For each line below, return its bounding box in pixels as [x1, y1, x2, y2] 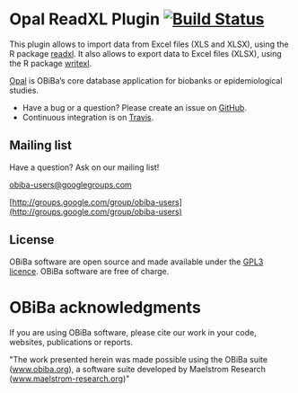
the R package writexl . [9, 58, 92, 68]
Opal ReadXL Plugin [9, 9, 160, 30]
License [9, 232, 55, 247]
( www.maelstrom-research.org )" [9, 373, 130, 384]
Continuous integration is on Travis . [22, 112, 154, 122]
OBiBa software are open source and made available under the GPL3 [9, 256, 264, 267]
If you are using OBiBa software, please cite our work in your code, [9, 326, 258, 337]
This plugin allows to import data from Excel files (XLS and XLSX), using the [9, 39, 289, 49]
